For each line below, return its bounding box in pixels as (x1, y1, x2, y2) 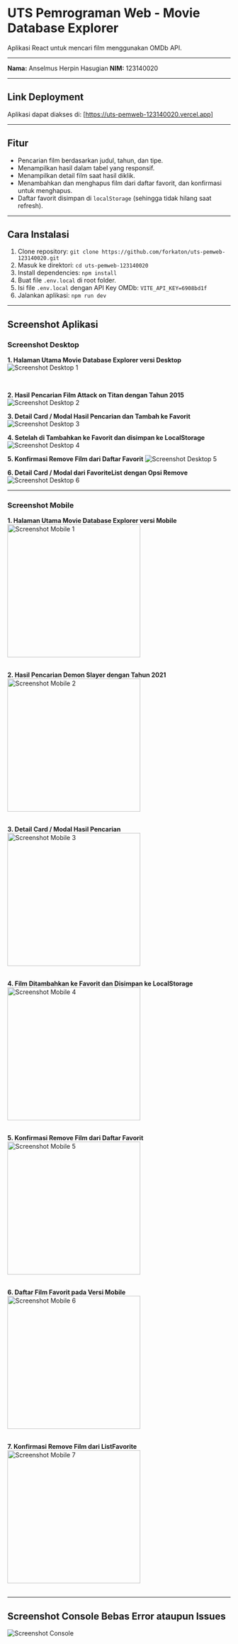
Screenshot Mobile (7, 500, 74, 510)
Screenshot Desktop (7, 339, 79, 349)
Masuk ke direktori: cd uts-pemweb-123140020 (17, 261, 149, 270)
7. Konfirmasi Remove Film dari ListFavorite (7, 1442, 137, 1451)
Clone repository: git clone (17, 247, 99, 256)
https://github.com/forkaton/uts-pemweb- (101, 248, 226, 256)
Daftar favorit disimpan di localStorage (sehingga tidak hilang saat (17, 194, 212, 202)
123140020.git (17, 255, 59, 262)
